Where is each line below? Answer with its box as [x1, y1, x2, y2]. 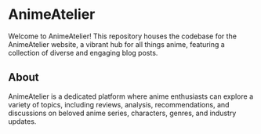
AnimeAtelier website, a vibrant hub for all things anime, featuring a [8, 39, 225, 49]
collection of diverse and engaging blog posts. [8, 48, 158, 57]
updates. [8, 116, 37, 126]
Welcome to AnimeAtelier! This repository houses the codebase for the [8, 31, 237, 41]
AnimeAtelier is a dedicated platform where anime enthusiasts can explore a [8, 92, 254, 101]
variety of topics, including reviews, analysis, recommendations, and [8, 100, 230, 109]
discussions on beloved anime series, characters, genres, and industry [8, 108, 237, 118]
